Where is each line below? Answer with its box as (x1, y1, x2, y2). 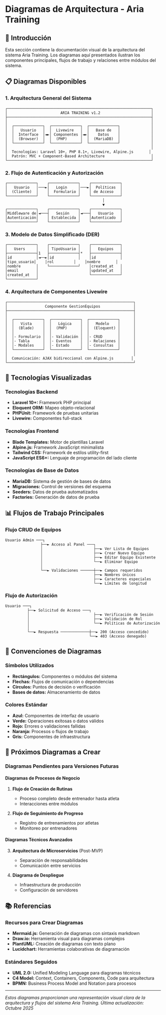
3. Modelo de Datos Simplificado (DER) (5, 231, 100, 238)
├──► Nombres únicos (93, 572, 136, 577)
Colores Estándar (5, 701, 48, 708)
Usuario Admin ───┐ (5, 538, 45, 543)
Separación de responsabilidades (19, 857, 88, 863)
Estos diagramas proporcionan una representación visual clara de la (5, 994, 146, 1000)
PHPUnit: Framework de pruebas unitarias (12, 410, 99, 416)
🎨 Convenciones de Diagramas (5, 647, 102, 656)
